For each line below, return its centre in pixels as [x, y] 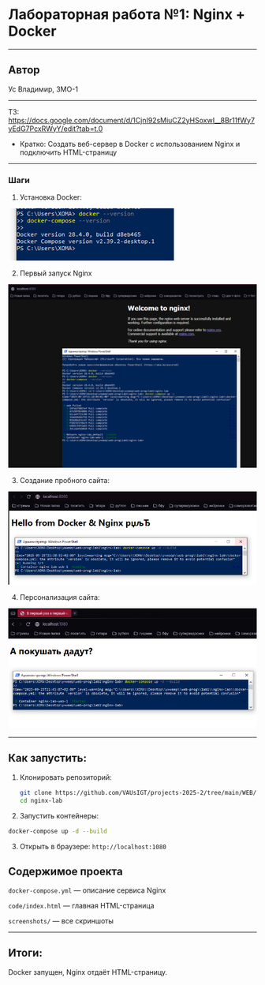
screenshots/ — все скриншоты [61, 921]
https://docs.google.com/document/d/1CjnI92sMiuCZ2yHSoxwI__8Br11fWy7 [131, 120]
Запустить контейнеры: [59, 816]
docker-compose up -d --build [58, 831]
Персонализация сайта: [60, 597]
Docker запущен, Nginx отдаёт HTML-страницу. [88, 972]
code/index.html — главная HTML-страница [82, 906]
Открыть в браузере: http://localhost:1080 [93, 847]
